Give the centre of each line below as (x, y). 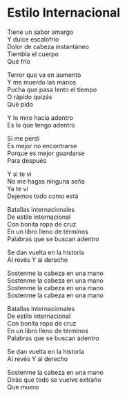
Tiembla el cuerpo (33, 54)
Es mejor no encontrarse (42, 145)
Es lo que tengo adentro (41, 125)
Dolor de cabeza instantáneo (48, 46)
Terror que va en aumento (44, 75)
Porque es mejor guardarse (46, 153)
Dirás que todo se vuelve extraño (54, 380)
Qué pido (20, 104)
